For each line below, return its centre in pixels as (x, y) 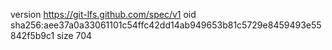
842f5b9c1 (32, 35)
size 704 (74, 35)
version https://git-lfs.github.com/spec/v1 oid (103, 14)
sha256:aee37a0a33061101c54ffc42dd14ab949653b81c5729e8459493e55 (166, 25)
